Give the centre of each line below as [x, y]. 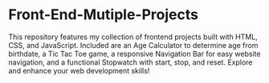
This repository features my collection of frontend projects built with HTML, [133, 37]
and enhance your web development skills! [79, 70]
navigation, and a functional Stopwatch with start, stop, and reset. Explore [130, 62]
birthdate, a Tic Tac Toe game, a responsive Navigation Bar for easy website [134, 53]
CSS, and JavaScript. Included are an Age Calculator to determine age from [133, 45]
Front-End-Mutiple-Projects [104, 15]
